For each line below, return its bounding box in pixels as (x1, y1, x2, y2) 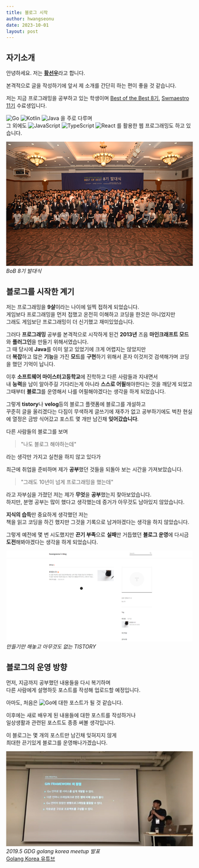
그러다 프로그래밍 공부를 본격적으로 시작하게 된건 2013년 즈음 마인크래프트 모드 (6, 331, 190, 338)
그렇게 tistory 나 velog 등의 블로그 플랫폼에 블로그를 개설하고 (6, 400, 146, 408)
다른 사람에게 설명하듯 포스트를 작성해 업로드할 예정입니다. (6, 686, 141, 694)
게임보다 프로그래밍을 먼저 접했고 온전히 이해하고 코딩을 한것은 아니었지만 (6, 311, 176, 318)
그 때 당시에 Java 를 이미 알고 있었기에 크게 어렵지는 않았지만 (6, 346, 146, 353)
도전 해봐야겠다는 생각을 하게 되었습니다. (6, 539, 98, 546)
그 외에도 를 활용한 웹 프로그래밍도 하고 (6, 122, 185, 129)
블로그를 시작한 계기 (6, 287, 75, 297)
